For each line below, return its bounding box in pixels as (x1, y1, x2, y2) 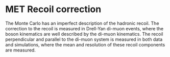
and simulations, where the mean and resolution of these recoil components (5, 41, 165, 47)
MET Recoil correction (5, 4, 102, 15)
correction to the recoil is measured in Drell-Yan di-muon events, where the (5, 25, 164, 31)
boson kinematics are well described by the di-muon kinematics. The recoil (5, 31, 163, 37)
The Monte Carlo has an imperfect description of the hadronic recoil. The (5, 20, 159, 26)
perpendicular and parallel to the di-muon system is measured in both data (5, 36, 163, 42)
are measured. (5, 47, 36, 53)
